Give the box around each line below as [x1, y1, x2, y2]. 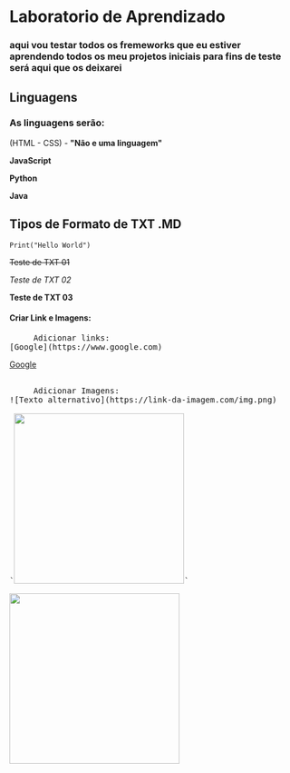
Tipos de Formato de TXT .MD [9, 216, 182, 233]
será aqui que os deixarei [9, 62, 122, 74]
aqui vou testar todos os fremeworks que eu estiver [9, 39, 242, 52]
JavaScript [9, 154, 52, 165]
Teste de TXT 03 [9, 292, 73, 302]
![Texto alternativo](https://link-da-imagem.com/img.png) [9, 394, 278, 405]
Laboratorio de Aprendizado [9, 6, 226, 27]
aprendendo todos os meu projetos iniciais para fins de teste [9, 50, 282, 63]
